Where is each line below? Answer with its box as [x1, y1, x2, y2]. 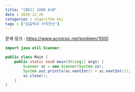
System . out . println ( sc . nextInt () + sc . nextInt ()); [23, 68, 131, 73]
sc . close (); [23, 73, 48, 78]
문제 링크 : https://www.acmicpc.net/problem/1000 [5, 35, 109, 41]
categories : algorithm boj [5, 16, 64, 21]
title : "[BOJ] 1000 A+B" [5, 7, 57, 12]
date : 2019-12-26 [5, 12, 43, 17]
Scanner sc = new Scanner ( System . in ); [23, 63, 104, 69]
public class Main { [5, 54, 48, 60]
